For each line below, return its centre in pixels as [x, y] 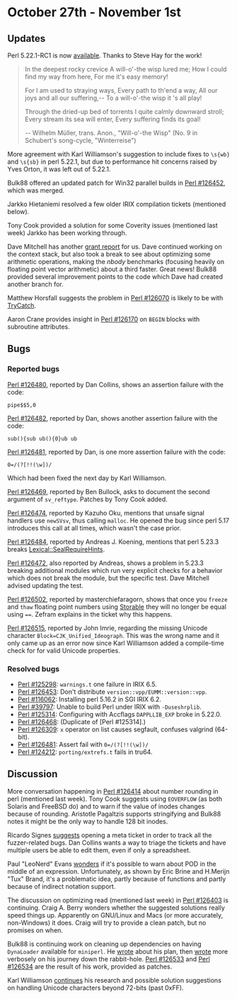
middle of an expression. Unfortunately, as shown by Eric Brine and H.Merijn [118, 871]
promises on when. [35, 930]
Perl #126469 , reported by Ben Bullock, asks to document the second [109, 491]
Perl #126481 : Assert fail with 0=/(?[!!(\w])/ [83, 744]
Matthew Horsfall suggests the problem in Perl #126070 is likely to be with [115, 298]
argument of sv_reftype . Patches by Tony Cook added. [87, 499]
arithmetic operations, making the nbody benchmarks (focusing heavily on [116, 262]
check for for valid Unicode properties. [64, 650]
